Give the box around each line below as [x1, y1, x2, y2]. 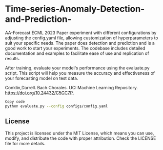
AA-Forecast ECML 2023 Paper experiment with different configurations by [5, 30, 157, 35]
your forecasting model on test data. [5, 75, 78, 81]
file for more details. [5, 140, 45, 146]
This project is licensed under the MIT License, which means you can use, [5, 130, 154, 136]
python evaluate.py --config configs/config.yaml [5, 103, 108, 109]
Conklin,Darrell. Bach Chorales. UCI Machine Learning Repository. [5, 84, 138, 90]
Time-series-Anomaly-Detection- [5, 3, 145, 15]
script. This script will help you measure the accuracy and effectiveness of [5, 70, 155, 76]
